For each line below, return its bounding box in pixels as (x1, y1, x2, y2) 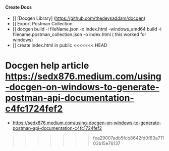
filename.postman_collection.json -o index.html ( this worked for (12, 31, 146, 37)
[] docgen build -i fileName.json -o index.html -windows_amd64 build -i (12, 26, 161, 32)
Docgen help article (5, 60, 89, 71)
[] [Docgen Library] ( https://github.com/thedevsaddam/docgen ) (12, 15, 145, 21)
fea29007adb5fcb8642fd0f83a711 (93, 135, 164, 141)
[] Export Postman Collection (12, 21, 73, 27)
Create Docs (5, 4, 32, 10)
